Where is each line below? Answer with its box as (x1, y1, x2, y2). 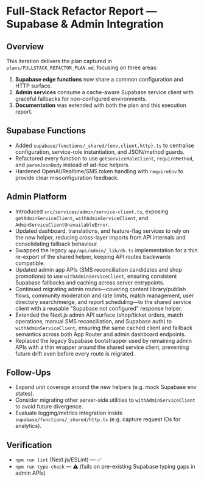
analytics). (15, 422, 41, 430)
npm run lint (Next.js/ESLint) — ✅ (15, 456, 102, 463)
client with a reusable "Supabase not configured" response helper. (15, 305, 183, 312)
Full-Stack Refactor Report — (6, 4, 157, 18)
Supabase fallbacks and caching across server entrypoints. (15, 278, 164, 286)
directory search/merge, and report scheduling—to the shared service (15, 298, 192, 305)
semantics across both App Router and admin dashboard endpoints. (15, 330, 186, 338)
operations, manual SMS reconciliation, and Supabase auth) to (15, 317, 172, 325)
